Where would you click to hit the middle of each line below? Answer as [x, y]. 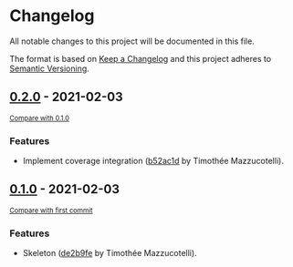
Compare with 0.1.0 [40, 118]
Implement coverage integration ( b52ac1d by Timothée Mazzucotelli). [153, 161]
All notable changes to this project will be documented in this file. [132, 41]
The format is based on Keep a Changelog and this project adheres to [141, 58]
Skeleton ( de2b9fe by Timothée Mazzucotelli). [110, 253]
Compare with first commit [51, 211]
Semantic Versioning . [49, 68]
